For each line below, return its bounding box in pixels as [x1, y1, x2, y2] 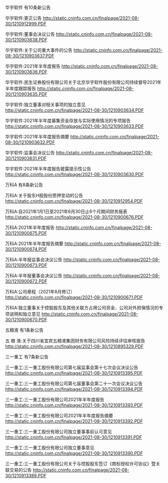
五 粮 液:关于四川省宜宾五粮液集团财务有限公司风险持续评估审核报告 [5, 338, 145, 344]
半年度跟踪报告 [5, 86, 36, 92]
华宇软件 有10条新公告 [5, 5, 51, 10]
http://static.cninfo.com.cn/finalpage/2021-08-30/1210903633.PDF [5, 123, 144, 129]
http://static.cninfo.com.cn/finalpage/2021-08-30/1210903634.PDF [5, 107, 144, 113]
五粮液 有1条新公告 [5, 327, 44, 333]
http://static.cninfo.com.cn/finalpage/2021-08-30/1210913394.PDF [5, 386, 143, 392]
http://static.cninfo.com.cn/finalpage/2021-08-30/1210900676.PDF [5, 214, 144, 220]
